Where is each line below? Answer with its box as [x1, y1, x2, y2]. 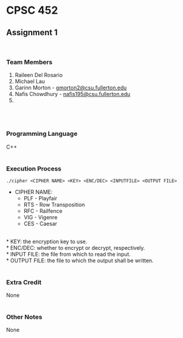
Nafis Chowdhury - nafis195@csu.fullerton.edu [14, 91, 131, 98]
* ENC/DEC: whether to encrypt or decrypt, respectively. [6, 244, 145, 251]
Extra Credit [6, 278, 42, 286]
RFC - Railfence [23, 207, 63, 215]
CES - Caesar [23, 220, 58, 227]
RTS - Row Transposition [23, 201, 85, 208]
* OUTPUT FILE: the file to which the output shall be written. [6, 257, 154, 264]
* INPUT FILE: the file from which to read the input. [6, 250, 131, 258]
